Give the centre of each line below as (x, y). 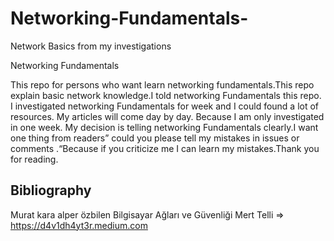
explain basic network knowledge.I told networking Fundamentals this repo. (166, 95)
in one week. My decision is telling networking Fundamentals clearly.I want (164, 127)
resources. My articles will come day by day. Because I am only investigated (167, 116)
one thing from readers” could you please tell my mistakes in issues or (155, 138)
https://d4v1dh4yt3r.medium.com (79, 225)
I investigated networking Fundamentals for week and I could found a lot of (165, 106)
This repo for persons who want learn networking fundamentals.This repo (162, 84)
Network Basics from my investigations (91, 46)
